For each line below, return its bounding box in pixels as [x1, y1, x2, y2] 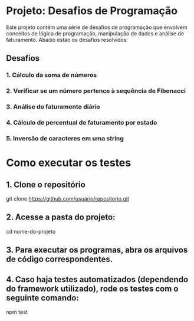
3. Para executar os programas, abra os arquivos [6, 245, 188, 255]
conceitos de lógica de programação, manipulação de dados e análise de [6, 30, 185, 37]
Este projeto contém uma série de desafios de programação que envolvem [6, 24, 188, 31]
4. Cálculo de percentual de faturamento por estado [6, 119, 157, 127]
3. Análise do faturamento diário [6, 103, 100, 111]
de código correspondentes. [6, 254, 113, 264]
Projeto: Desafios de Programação [6, 4, 178, 18]
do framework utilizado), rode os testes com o [6, 283, 179, 293]
